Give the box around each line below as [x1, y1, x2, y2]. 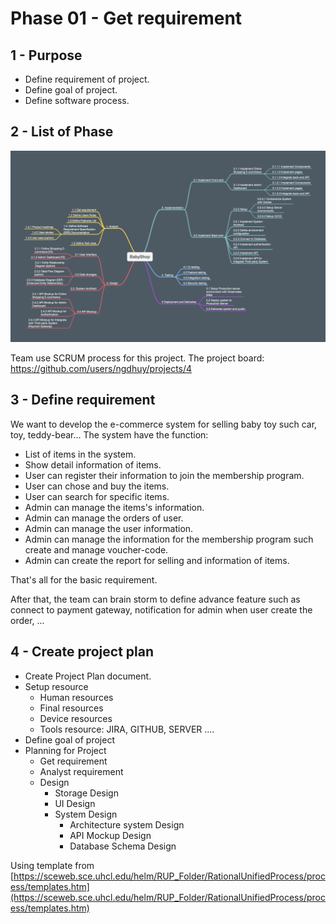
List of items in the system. [24, 448, 137, 460]
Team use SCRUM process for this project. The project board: [10, 352, 265, 364]
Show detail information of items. [24, 458, 162, 471]
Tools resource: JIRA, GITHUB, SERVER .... [39, 723, 215, 735]
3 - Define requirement [10, 392, 156, 409]
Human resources [39, 691, 114, 703]
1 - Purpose [10, 47, 83, 64]
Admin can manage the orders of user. [24, 512, 184, 524]
